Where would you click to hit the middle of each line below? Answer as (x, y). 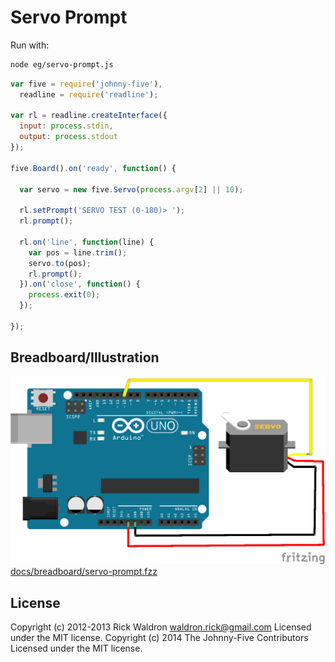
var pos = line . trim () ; (78, 252)
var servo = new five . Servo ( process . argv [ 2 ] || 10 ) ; (131, 189)
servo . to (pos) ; (60, 263)
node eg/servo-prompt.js (62, 64)
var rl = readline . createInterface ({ (89, 116)
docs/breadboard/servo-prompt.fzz (84, 572)
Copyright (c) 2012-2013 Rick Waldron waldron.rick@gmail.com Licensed (161, 627)
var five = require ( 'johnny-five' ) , (86, 84)
